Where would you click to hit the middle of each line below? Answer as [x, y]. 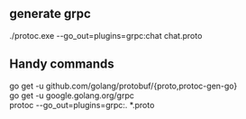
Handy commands [62, 64]
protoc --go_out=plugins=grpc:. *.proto [82, 105]
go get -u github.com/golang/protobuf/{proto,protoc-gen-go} [123, 86]
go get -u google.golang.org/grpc [72, 95]
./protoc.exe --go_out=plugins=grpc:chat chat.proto [106, 35]
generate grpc [50, 14]
